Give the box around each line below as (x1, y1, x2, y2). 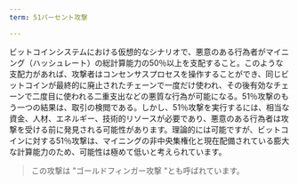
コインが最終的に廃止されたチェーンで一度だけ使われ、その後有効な (24, 79, 274, 90)
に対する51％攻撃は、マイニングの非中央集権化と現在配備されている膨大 (24, 135, 290, 146)
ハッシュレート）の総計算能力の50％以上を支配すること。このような (32, 57, 284, 68)
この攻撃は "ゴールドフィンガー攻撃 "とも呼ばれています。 (30, 165, 245, 176)
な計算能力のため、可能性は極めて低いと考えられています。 (9, 146, 227, 156)
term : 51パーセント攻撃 (9, 12, 88, 22)
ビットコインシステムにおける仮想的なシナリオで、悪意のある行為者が (9, 46, 267, 57)
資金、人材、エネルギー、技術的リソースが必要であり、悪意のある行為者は (9, 113, 282, 124)
